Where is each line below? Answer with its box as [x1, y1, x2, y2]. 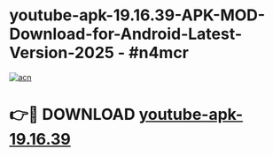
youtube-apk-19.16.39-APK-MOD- [9, 5, 266, 26]
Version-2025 [9, 43, 115, 63]
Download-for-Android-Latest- [9, 24, 243, 44]
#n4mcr [128, 43, 189, 63]
